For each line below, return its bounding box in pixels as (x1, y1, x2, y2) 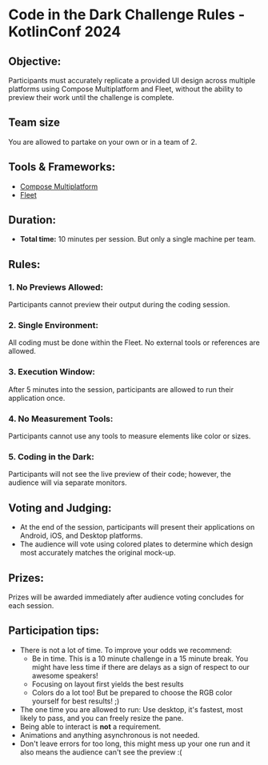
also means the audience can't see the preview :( (19, 747, 182, 757)
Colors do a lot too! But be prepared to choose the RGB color (31, 687, 233, 697)
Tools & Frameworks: (8, 160, 116, 174)
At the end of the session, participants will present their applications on (19, 523, 255, 532)
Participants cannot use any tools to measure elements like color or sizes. (8, 431, 251, 441)
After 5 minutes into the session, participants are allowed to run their (8, 384, 234, 394)
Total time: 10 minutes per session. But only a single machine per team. (19, 234, 256, 244)
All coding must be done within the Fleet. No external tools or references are (8, 338, 260, 347)
